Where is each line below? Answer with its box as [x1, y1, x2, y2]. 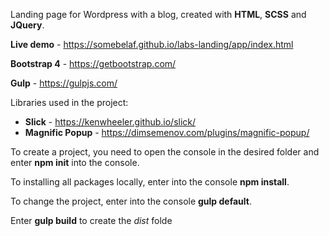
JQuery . [10, 19, 45, 31]
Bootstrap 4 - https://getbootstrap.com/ [10, 58, 177, 69]
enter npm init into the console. [10, 157, 140, 168]
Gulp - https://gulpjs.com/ [10, 77, 118, 89]
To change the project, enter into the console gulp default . [10, 195, 252, 207]
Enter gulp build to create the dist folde [10, 215, 173, 226]
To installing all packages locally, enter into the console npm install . [10, 176, 290, 188]
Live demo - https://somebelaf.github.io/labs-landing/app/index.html [10, 39, 294, 50]
